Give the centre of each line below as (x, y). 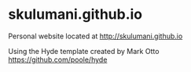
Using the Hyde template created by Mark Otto (84, 51)
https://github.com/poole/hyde (58, 59)
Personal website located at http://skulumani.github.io (95, 36)
